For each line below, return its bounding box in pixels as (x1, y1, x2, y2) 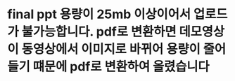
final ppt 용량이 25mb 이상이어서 (7, 6, 191, 22)
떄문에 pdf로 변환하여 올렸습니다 (32, 59, 210, 75)
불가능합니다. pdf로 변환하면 (21, 24, 177, 40)
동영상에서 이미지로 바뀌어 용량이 (21, 41, 201, 57)
